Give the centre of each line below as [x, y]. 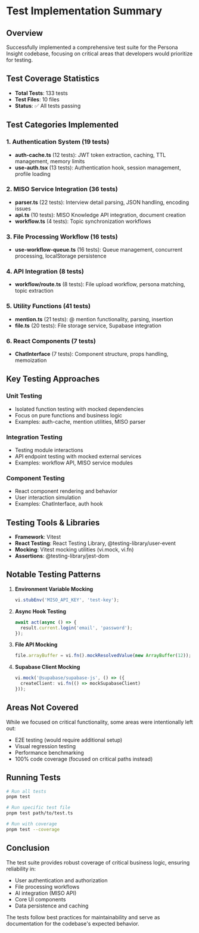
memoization [31, 360]
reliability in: [21, 869]
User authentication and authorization [61, 880]
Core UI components [40, 899]
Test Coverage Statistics [53, 79]
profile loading [32, 173]
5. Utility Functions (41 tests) [49, 306]
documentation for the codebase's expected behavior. [73, 923]
